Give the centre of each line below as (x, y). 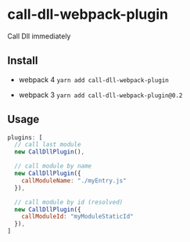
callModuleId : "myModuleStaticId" (77, 217)
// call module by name (53, 166)
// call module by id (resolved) (69, 202)
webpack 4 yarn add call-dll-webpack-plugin (93, 79)
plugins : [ (25, 137)
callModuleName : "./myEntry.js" (74, 181)
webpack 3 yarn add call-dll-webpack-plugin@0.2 (100, 95)
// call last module (48, 145)
